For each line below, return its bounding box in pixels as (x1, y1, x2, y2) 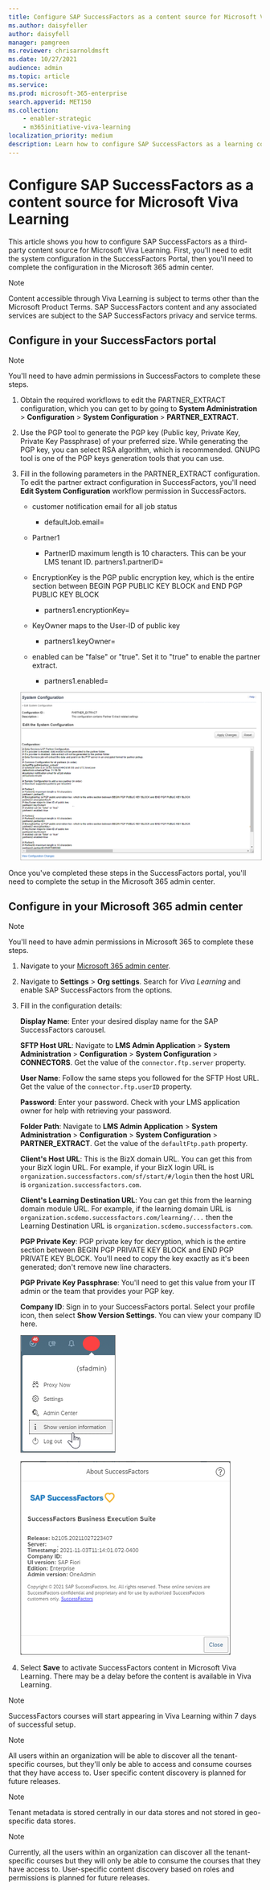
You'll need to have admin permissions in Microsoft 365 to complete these (8, 937, 255, 947)
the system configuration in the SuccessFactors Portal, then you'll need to (8, 253, 254, 263)
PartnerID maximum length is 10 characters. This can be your (43, 548, 247, 558)
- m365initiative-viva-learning (22, 123, 131, 132)
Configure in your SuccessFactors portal (8, 334, 217, 347)
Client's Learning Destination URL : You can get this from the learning (19, 1195, 252, 1205)
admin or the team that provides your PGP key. (19, 1286, 175, 1296)
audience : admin (8, 64, 63, 72)
